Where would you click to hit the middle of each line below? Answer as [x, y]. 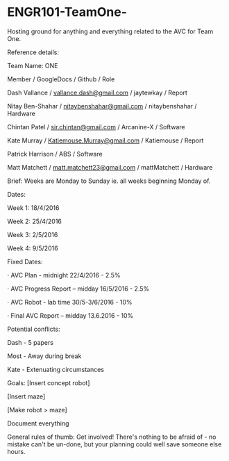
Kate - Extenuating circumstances [56, 369]
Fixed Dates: [25, 261]
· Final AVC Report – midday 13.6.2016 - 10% [70, 315]
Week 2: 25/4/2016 [35, 221]
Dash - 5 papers [31, 342]
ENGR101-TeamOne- [67, 12]
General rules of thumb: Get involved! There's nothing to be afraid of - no [112, 437]
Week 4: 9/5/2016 [33, 248]
